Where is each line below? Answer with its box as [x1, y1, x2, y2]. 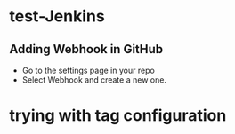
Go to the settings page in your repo [21, 65, 156, 75]
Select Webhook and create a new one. [21, 75, 167, 85]
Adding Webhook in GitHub [9, 42, 164, 57]
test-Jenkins [9, 6, 105, 27]
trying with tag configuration [9, 106, 227, 126]
